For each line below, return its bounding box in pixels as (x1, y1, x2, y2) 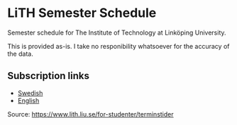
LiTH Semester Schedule (7, 5, 157, 21)
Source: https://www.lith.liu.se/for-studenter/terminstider (7, 109, 174, 118)
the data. (7, 49, 33, 58)
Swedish (17, 88, 43, 97)
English (17, 96, 40, 105)
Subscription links (7, 70, 90, 82)
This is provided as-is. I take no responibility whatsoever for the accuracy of (7, 42, 230, 50)
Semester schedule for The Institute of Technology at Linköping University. (7, 28, 226, 37)
